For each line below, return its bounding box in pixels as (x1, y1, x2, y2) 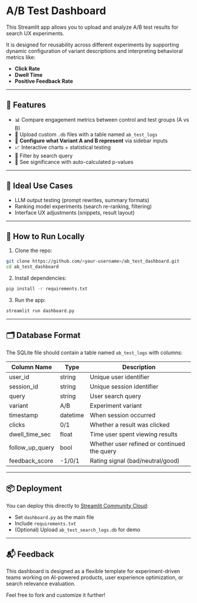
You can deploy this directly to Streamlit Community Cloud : (6, 502, 149, 509)
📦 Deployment (6, 484, 63, 494)
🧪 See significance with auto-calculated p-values (14, 158, 134, 165)
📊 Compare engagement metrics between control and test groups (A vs (14, 116, 189, 123)
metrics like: (6, 53, 36, 61)
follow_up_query (9, 443, 55, 451)
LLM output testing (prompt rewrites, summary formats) (14, 196, 150, 203)
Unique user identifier (90, 373, 150, 381)
